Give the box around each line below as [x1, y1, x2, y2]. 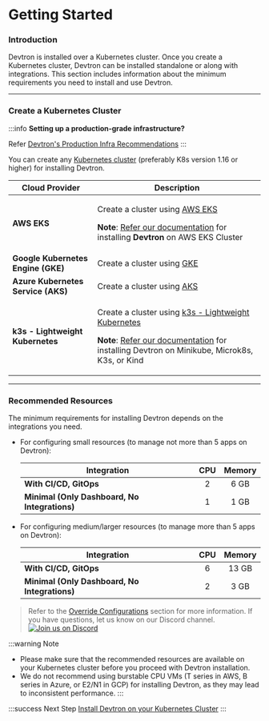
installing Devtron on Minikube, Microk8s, [97, 344, 254, 355]
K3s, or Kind [97, 354, 144, 366]
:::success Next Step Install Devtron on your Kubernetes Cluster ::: [8, 704, 227, 714]
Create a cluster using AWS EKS [97, 203, 218, 214]
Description [154, 182, 200, 193]
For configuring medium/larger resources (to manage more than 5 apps [19, 522, 256, 531]
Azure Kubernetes [12, 275, 84, 286]
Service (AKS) [12, 286, 68, 297]
